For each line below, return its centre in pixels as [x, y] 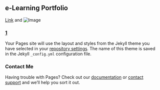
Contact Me [19, 67]
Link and [14, 20]
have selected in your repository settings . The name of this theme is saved [80, 49]
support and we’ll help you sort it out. [43, 83]
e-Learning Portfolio [37, 8]
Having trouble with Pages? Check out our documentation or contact [74, 77]
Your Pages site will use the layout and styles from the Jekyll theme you [78, 43]
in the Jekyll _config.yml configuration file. [48, 54]
